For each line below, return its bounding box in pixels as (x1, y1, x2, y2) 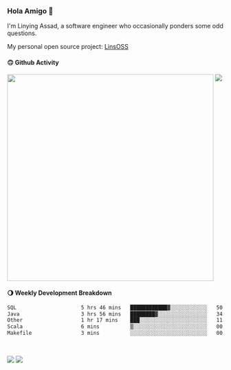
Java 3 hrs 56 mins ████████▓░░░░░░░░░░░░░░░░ (7, 310, 208, 318)
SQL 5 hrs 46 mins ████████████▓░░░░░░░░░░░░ (7, 304, 208, 311)
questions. (7, 29, 37, 37)
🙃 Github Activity (7, 58, 60, 66)
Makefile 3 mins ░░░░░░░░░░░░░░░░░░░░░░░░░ (7, 330, 208, 337)
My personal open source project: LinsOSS (7, 43, 129, 51)
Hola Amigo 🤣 (7, 6, 54, 16)
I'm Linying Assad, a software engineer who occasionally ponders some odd (7, 22, 223, 30)
